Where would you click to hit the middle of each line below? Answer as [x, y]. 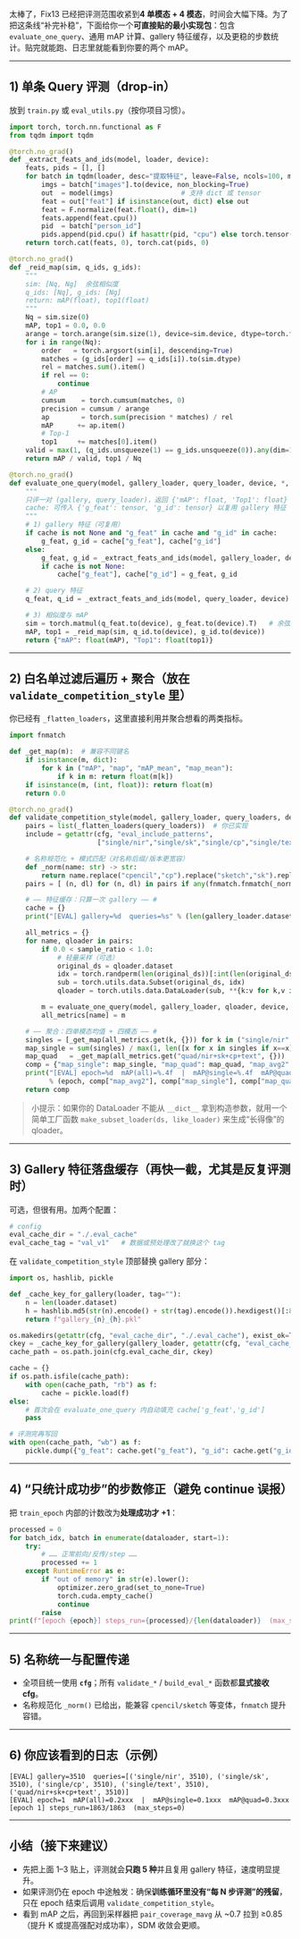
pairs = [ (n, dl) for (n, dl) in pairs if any [115, 884]
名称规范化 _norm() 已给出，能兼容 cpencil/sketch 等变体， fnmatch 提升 [154, 1705]
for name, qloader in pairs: [79, 941]
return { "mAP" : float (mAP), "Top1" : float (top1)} [120, 640]
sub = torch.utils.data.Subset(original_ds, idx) [151, 983]
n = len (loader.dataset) [71, 1302]
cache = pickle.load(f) [85, 1393]
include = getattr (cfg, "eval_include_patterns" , [120, 834]
